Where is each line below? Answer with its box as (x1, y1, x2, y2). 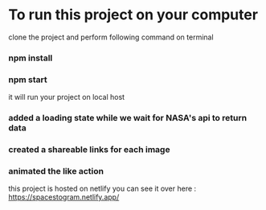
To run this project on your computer (8, 6, 259, 24)
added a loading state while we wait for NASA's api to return (8, 113, 248, 124)
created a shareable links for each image (8, 144, 170, 154)
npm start (8, 74, 48, 85)
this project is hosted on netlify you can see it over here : (8, 183, 197, 194)
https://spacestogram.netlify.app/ (8, 192, 120, 202)
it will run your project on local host (8, 93, 125, 102)
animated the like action (8, 165, 104, 176)
